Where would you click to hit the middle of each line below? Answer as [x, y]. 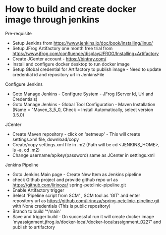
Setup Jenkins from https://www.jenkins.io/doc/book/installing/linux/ [83, 43]
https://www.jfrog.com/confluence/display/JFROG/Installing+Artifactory [85, 54]
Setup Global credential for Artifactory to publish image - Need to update [87, 69]
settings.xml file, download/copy [46, 139]
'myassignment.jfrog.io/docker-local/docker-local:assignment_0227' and [86, 222]
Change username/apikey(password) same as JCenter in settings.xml [83, 155]
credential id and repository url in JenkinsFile [58, 74]
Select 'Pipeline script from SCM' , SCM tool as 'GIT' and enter [76, 195]
